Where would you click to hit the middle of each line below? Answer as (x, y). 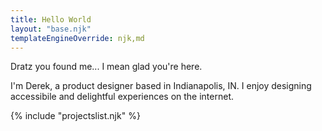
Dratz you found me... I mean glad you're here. (106, 67)
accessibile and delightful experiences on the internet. (122, 97)
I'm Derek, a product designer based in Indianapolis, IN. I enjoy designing (161, 86)
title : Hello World (51, 19)
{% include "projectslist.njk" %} (75, 116)
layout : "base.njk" (51, 29)
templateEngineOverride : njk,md (77, 38)
